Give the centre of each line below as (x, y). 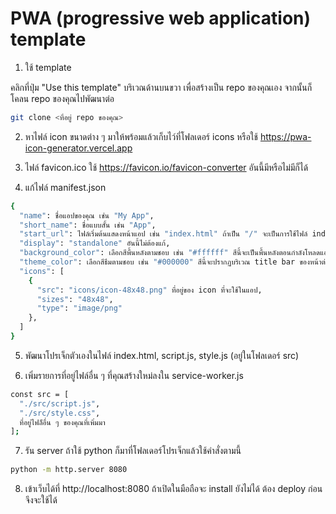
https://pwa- (285, 136)
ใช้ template (48, 67)
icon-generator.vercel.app (78, 148)
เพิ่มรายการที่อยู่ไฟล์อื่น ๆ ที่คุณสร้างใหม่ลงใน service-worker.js (134, 375)
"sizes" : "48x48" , (75, 299)
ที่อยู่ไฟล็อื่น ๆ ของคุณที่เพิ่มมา (62, 422)
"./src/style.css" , (60, 413)
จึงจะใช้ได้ (41, 500)
